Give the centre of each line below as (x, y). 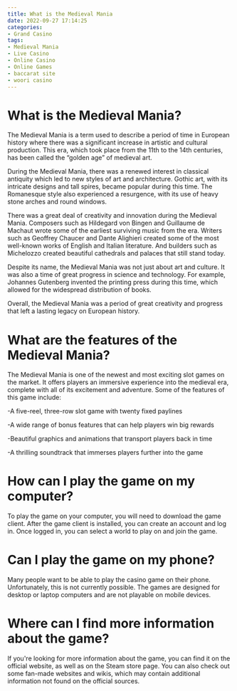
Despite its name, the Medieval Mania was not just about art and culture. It (116, 267)
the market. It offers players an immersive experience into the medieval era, (118, 382)
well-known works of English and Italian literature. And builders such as (112, 246)
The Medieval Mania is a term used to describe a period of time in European (118, 135)
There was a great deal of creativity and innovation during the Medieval (112, 216)
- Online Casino (31, 60)
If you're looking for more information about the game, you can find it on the (119, 658)
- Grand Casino (30, 34)
